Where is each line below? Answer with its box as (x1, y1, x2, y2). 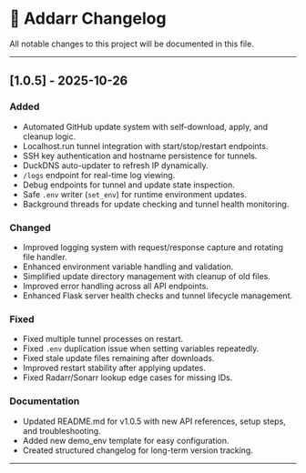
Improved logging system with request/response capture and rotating (22, 241, 284, 253)
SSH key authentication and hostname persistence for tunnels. (22, 150, 258, 161)
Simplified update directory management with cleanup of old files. (22, 270, 270, 281)
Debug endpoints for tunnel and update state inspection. (22, 179, 235, 190)
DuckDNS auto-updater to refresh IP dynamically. (22, 159, 209, 171)
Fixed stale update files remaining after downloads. (22, 353, 215, 364)
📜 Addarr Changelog (9, 8, 167, 29)
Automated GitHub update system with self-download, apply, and (22, 121, 269, 132)
